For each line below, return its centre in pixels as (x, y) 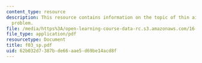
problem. (23, 23)
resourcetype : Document (36, 40)
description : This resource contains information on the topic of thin (98, 17)
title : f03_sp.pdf (29, 46)
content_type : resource (36, 12)
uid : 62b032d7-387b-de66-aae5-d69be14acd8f (62, 51)
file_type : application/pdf (41, 34)
